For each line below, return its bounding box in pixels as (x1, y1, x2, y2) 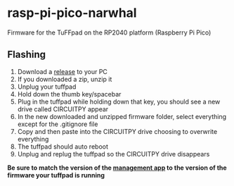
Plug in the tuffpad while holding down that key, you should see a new (17, 97, 221, 106)
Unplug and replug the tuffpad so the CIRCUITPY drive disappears (17, 149, 210, 158)
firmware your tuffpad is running (7, 170, 105, 179)
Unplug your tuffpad (17, 82, 77, 91)
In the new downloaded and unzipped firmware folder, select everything (17, 112, 227, 120)
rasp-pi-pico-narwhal (7, 5, 137, 21)
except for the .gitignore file (17, 120, 98, 128)
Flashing (7, 49, 46, 61)
